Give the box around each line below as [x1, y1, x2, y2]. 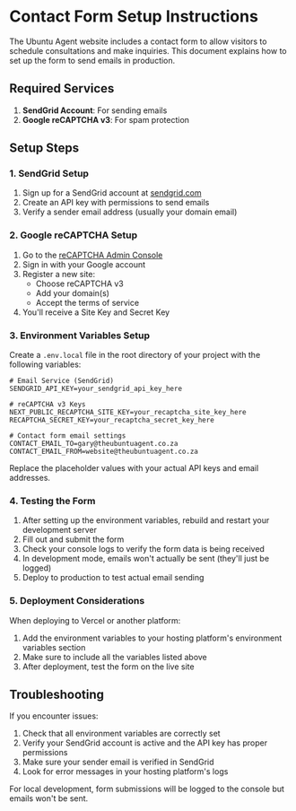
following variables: [9, 359, 82, 370]
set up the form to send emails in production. [9, 55, 176, 65]
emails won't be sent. [9, 793, 89, 804]
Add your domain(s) [35, 287, 110, 298]
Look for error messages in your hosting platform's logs [22, 766, 229, 777]
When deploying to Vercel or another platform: [9, 615, 181, 625]
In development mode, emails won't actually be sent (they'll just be [22, 554, 270, 564]
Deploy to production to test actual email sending [22, 572, 205, 583]
